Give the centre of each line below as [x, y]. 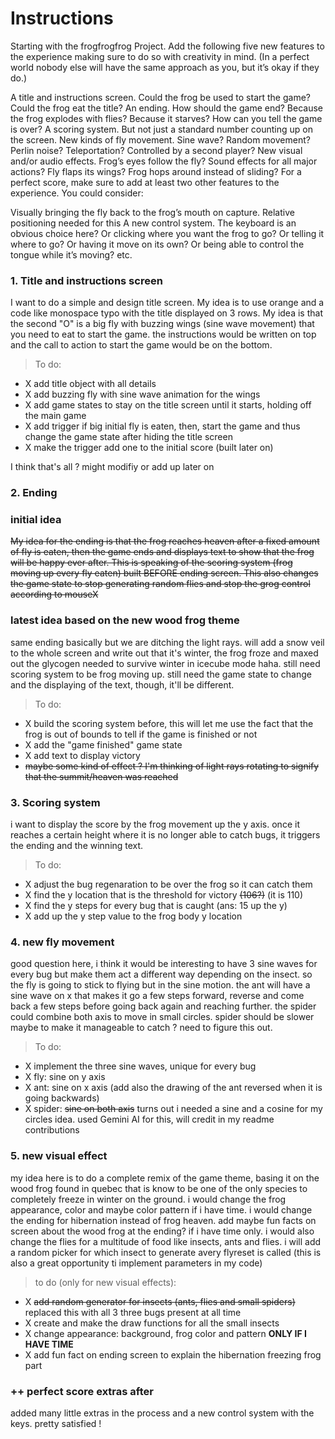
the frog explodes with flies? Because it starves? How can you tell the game [166, 118]
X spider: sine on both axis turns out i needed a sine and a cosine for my [173, 1109]
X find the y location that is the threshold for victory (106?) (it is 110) [164, 895]
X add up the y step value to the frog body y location [133, 916]
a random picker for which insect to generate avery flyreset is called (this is [166, 1252]
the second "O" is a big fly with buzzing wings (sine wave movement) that [162, 324]
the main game [55, 416]
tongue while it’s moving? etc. [71, 254]
